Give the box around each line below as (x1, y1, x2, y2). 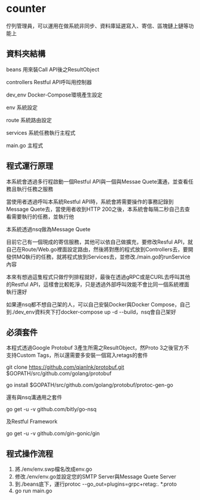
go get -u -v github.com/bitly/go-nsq (6, 406, 97, 413)
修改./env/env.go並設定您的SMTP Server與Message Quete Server (14, 473, 177, 480)
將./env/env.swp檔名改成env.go (14, 465, 92, 473)
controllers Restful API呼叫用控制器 (6, 78, 92, 85)
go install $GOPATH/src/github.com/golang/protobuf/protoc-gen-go (6, 381, 174, 389)
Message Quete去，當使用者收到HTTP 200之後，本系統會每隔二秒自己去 (6, 205, 185, 213)
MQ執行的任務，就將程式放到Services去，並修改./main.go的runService (16, 253, 190, 260)
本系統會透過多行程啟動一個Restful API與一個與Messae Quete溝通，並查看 (6, 178, 189, 185)
